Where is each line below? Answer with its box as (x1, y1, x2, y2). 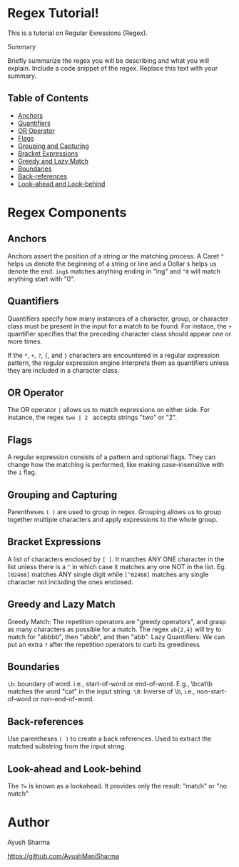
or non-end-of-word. (32, 695, 95, 703)
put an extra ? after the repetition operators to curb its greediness (7, 640, 200, 648)
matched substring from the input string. (7, 742, 126, 751)
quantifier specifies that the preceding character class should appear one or (7, 329, 232, 338)
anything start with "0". (7, 274, 76, 283)
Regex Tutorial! (7, 5, 100, 21)
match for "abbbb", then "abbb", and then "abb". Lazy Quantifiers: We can (7, 632, 225, 641)
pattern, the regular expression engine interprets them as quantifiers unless (7, 359, 230, 367)
